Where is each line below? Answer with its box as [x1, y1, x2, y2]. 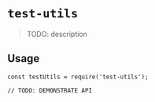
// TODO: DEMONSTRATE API [7, 86, 92, 94]
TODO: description [26, 29, 88, 38]
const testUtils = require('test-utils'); [7, 73, 149, 81]
